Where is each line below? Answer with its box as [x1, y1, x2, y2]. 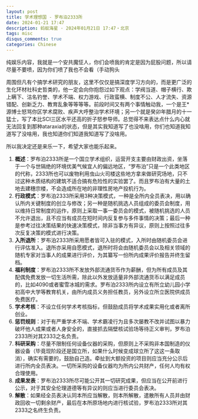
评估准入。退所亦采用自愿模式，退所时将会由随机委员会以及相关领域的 [19, 243, 190, 251]
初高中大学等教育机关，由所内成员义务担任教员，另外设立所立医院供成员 [14, 288, 190, 295]
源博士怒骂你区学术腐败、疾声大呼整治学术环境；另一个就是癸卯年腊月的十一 [6, 108, 192, 115]
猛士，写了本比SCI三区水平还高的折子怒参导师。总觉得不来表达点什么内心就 [6, 115, 190, 122]
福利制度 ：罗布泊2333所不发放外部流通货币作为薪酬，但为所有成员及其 [14, 266, 188, 273]
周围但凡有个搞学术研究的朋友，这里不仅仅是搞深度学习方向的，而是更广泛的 [6, 78, 192, 86]
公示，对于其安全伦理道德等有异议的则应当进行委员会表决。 [14, 384, 160, 391]
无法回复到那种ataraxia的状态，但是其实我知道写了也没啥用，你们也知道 [6, 122, 181, 130]
